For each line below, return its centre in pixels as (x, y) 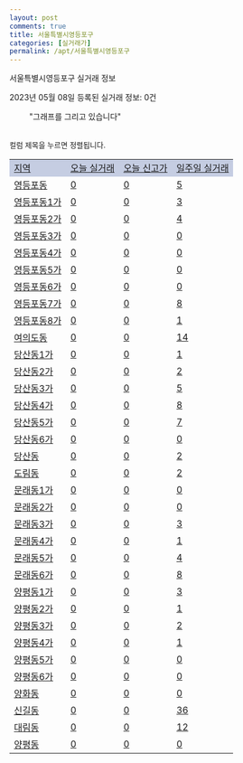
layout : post (34, 18)
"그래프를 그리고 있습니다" (75, 117)
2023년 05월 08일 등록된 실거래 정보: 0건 (83, 98)
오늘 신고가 (145, 168)
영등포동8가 (37, 321)
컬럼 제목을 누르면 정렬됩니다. (58, 145)
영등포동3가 (37, 236)
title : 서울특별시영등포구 (51, 34)
